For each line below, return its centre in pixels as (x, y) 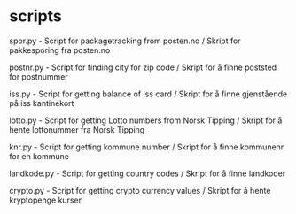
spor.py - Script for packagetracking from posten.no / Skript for (125, 41)
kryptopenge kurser (46, 200)
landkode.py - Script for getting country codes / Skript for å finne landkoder (148, 173)
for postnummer (39, 76)
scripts (35, 16)
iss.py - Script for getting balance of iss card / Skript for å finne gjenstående (148, 94)
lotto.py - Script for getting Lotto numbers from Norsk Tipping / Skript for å (146, 120)
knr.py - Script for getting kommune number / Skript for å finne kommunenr (147, 147)
